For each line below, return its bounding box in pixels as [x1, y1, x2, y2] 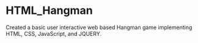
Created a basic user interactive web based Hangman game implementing [5, 24, 193, 31]
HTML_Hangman [5, 4, 93, 18]
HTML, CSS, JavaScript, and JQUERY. [5, 30, 102, 37]
